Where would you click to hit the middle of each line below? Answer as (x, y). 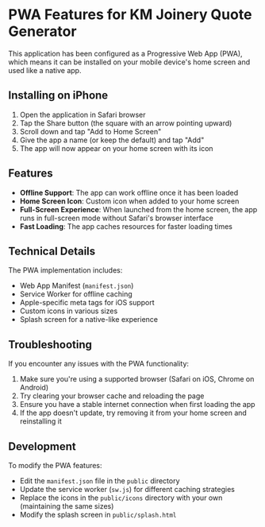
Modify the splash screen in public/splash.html (98, 515)
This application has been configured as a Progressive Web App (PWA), (126, 53)
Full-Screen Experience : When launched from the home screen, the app (138, 209)
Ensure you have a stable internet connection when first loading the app (137, 405)
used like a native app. (45, 70)
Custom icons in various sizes (69, 311)
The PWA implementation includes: (65, 270)
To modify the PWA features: (55, 465)
